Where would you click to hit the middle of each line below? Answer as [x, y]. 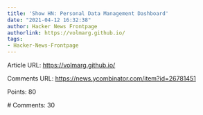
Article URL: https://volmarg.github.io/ [61, 65]
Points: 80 [22, 92]
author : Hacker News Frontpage [52, 26]
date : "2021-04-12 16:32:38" [49, 20]
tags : [15, 39]
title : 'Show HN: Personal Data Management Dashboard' [88, 13]
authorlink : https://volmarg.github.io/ [67, 33]
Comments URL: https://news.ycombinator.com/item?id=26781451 [101, 79]
